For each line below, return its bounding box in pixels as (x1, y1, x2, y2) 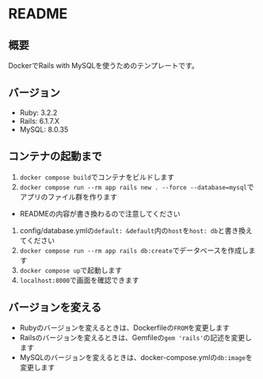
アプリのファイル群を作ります (19, 192, 117, 201)
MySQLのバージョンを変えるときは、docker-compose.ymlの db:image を (19, 353, 253, 362)
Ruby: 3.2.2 (19, 108, 58, 117)
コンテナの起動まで (8, 150, 102, 163)
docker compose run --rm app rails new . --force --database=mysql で (19, 182, 254, 191)
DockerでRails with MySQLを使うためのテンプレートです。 (8, 61, 200, 70)
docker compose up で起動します (19, 265, 123, 274)
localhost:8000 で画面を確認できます (19, 275, 140, 285)
